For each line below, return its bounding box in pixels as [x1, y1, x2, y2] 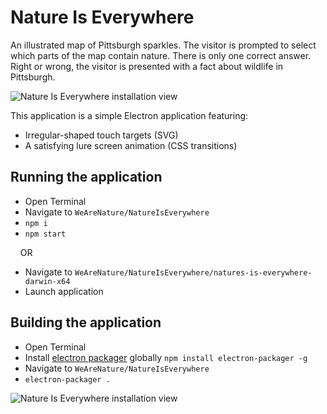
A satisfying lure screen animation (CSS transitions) [24, 139, 238, 151]
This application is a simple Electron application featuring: [10, 109, 249, 121]
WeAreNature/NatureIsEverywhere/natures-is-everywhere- [74, 267, 313, 278]
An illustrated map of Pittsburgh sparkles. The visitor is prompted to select [10, 39, 317, 51]
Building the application [10, 314, 162, 331]
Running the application [10, 169, 163, 186]
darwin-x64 [24, 276, 71, 286]
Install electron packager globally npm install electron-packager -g [24, 351, 308, 363]
